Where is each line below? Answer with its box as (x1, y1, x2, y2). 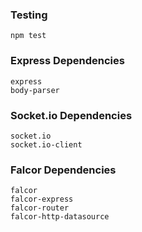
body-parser (10, 85, 60, 95)
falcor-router (10, 203, 70, 213)
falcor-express (10, 194, 74, 205)
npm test (10, 31, 47, 41)
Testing (10, 8, 48, 22)
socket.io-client (10, 139, 83, 150)
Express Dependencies (10, 54, 125, 68)
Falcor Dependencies (10, 163, 117, 177)
